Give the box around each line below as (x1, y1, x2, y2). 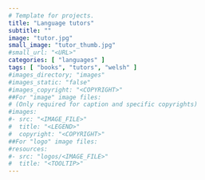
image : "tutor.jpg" (8, 33, 73, 42)
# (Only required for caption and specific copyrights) (8, 100, 198, 108)
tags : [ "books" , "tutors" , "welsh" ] (8, 64, 137, 72)
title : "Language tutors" (8, 19, 94, 27)
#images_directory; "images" (8, 71, 105, 79)
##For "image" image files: (8, 93, 102, 101)
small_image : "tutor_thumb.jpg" (8, 41, 116, 49)
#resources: (8, 145, 48, 153)
